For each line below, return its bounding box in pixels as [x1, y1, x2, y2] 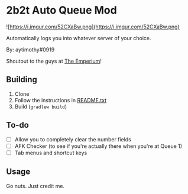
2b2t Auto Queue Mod [6, 4, 117, 17]
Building [6, 75, 37, 85]
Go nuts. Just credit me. [6, 182, 65, 189]
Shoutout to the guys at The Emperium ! [6, 57, 102, 64]
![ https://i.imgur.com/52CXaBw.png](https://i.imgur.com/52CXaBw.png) [6, 23, 180, 30]
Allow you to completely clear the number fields [14, 135, 131, 143]
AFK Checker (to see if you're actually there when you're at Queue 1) [14, 143, 182, 150]
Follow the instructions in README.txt [14, 96, 107, 104]
